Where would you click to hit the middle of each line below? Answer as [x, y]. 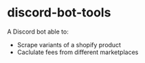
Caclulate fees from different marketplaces [78, 52]
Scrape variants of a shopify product [69, 45]
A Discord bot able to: [38, 32]
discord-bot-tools [59, 13]
